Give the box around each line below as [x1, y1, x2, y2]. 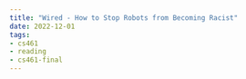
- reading [9, 47, 47, 56]
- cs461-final [9, 55, 64, 64]
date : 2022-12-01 [9, 22, 76, 31]
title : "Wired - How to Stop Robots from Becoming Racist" [9, 13, 239, 23]
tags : [9, 30, 30, 39]
